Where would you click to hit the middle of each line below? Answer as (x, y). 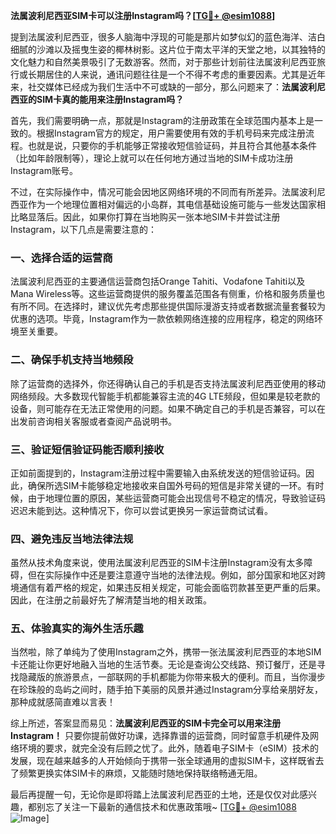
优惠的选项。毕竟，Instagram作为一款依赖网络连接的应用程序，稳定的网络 (162, 319)
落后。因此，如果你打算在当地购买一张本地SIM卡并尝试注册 (158, 217)
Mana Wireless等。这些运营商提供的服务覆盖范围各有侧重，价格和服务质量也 (168, 294)
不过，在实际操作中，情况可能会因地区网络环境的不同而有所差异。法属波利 (163, 192)
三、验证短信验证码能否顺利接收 (87, 449)
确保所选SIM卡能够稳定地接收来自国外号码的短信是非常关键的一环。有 (171, 485)
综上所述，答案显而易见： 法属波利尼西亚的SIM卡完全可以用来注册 (146, 723)
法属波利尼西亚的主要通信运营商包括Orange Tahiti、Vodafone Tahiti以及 (158, 281)
